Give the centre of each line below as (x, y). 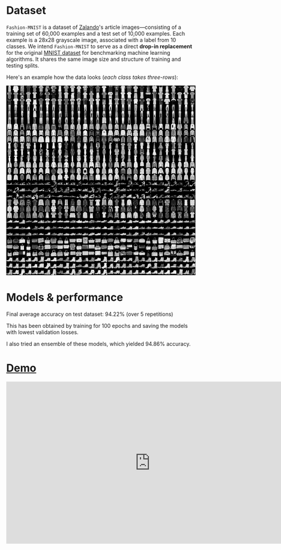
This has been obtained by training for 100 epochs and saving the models (97, 326)
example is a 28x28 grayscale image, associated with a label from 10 (91, 40)
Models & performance (65, 298)
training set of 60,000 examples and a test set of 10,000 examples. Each (95, 33)
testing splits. (23, 65)
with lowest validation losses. (43, 332)
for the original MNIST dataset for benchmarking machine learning (88, 52)
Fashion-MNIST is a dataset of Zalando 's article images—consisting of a (94, 27)
